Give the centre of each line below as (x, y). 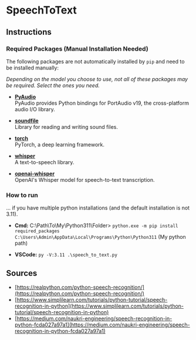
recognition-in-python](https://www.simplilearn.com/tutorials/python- (99, 306)
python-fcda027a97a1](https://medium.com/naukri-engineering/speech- (102, 325)
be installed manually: (32, 68)
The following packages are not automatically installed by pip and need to (95, 61)
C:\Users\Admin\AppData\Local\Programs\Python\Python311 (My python (100, 237)
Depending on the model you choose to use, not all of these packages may (97, 79)
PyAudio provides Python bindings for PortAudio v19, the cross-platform (102, 103)
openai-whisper (34, 174)
